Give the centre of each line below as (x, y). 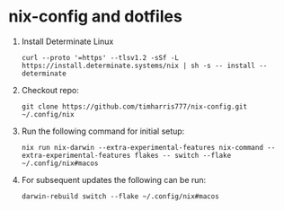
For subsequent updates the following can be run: (114, 179)
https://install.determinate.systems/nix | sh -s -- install (138, 66)
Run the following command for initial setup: (103, 131)
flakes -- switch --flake (183, 155)
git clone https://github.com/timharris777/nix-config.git (134, 106)
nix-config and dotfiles (96, 17)
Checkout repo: (50, 90)
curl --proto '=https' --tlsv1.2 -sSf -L (100, 57)
